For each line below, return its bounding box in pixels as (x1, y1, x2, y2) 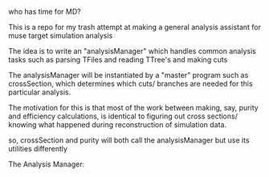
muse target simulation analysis (8, 31, 113, 40)
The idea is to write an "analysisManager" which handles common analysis (8, 46, 257, 55)
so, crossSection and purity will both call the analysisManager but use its (8, 135, 251, 145)
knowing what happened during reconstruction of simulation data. (8, 120, 227, 129)
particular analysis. (8, 87, 71, 97)
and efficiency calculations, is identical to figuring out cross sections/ (8, 111, 238, 121)
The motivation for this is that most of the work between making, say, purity (8, 103, 259, 112)
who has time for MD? (8, 7, 82, 16)
